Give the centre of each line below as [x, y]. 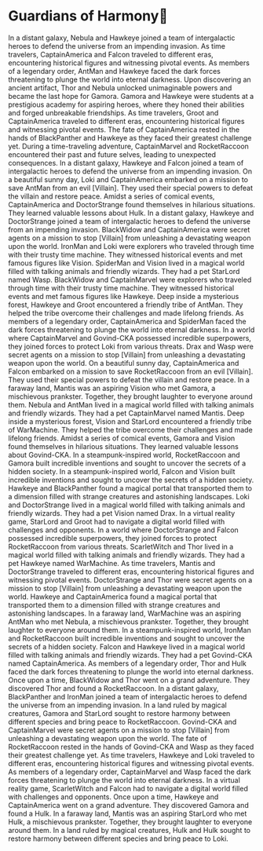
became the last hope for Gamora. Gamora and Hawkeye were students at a [131, 96]
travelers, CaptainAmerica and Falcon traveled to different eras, [111, 54]
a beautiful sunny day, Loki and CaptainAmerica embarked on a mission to [128, 179]
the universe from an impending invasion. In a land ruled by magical [118, 705]
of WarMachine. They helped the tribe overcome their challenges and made [130, 429]
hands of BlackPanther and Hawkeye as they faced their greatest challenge [130, 137]
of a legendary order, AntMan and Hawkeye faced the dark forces [115, 71]
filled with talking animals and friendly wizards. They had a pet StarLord [124, 271]
